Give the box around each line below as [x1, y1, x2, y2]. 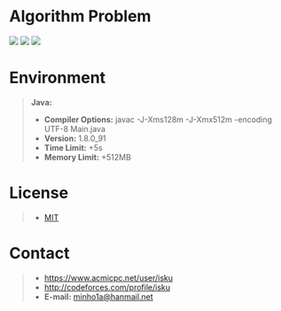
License [9, 183, 69, 203]
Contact [9, 244, 70, 263]
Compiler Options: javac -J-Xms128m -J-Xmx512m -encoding [43, 113, 273, 125]
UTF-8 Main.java [43, 123, 106, 134]
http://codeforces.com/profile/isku [43, 282, 171, 292]
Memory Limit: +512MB [43, 152, 131, 162]
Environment [9, 68, 106, 88]
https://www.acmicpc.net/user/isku [43, 272, 174, 283]
